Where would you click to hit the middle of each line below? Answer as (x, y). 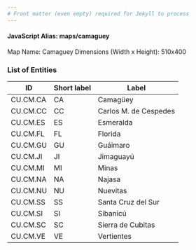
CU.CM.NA (29, 179)
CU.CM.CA (29, 100)
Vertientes (114, 237)
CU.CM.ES (28, 123)
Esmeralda (115, 123)
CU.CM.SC (29, 225)
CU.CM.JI (27, 157)
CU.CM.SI (27, 214)
